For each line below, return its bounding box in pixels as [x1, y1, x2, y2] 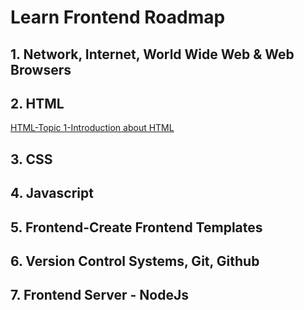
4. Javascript [10, 185, 94, 202]
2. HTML [10, 95, 65, 112]
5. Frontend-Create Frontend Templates [10, 219, 263, 236]
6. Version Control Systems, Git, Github [10, 252, 260, 270]
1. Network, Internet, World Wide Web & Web [10, 46, 295, 63]
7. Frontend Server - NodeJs [10, 287, 189, 304]
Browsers [10, 61, 72, 78]
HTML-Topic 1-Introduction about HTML [10, 122, 175, 134]
